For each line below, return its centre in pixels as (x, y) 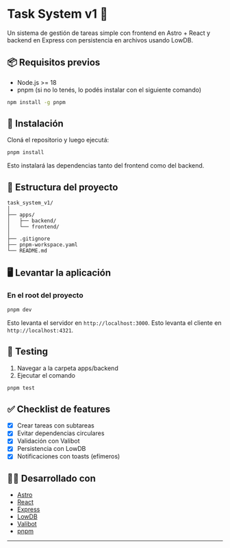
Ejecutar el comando (46, 375)
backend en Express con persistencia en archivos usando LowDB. (100, 40)
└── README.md (27, 251)
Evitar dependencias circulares (61, 433)
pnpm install (26, 153)
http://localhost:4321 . (40, 330)
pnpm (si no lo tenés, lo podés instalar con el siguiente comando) (109, 90)
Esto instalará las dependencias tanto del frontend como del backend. (106, 166)
